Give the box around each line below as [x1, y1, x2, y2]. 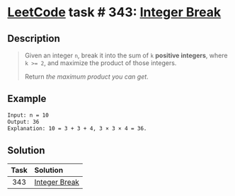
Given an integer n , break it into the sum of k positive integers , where [24, 51, 228, 59]
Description [7, 33, 60, 45]
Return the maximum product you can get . [24, 72, 149, 81]
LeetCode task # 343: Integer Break [7, 4, 222, 21]
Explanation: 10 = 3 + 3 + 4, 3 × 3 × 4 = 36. [7, 125, 147, 132]
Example [7, 93, 47, 105]
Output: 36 [7, 118, 40, 125]
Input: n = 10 [7, 111, 50, 119]
